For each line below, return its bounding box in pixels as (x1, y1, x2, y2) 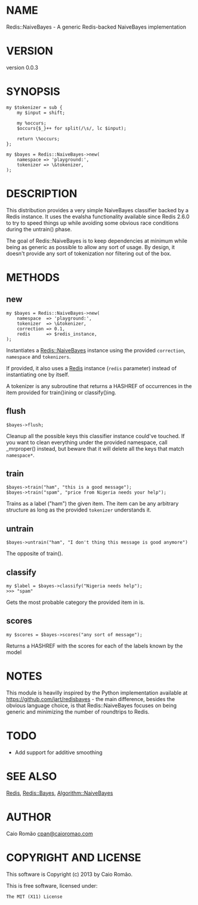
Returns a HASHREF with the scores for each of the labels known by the (6, 642, 183, 649)
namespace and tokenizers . (6, 353, 71, 360)
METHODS (6, 271, 60, 284)
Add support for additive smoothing (14, 749, 103, 756)
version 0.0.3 (6, 64, 39, 71)
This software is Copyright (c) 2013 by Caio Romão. (6, 870, 133, 878)
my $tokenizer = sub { (6, 104, 63, 110)
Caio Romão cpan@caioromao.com (6, 830, 94, 837)
